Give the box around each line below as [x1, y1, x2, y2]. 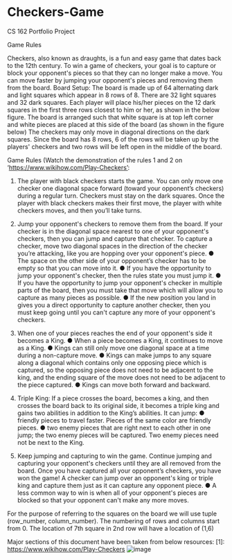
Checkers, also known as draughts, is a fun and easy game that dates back [7, 53, 222, 62]
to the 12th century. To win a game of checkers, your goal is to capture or [7, 61, 217, 69]
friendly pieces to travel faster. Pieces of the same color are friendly [17, 416, 211, 424]
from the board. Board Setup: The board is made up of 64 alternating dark [7, 83, 219, 92]
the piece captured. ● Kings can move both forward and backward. [17, 380, 211, 389]
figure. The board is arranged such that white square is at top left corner [7, 112, 214, 121]
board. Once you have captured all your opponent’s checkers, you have [17, 466, 222, 475]
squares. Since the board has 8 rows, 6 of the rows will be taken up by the [7, 135, 220, 143]
